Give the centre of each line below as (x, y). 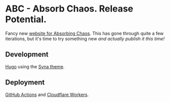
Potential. (26, 19)
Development (27, 55)
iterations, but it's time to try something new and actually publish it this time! (85, 39)
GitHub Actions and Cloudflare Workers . (47, 94)
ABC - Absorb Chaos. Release (69, 9)
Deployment (25, 83)
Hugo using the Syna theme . (35, 66)
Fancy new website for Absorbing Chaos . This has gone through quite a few (84, 33)
